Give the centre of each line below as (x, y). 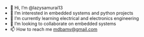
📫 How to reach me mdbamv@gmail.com (54, 29)
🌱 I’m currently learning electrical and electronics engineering (75, 18)
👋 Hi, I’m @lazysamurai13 (37, 8)
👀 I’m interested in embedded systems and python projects (71, 13)
